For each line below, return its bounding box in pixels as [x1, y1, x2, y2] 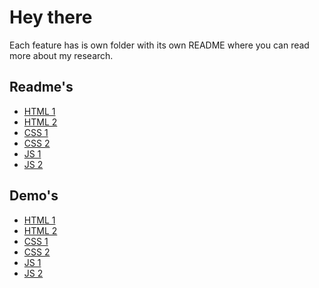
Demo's [9, 187, 59, 205]
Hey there [9, 6, 93, 29]
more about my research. [9, 49, 114, 61]
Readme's [9, 79, 74, 96]
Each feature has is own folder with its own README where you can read [9, 39, 310, 51]
